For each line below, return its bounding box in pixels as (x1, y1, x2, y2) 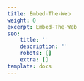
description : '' (20, 43, 68, 50)
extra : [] (20, 56, 49, 63)
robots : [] (20, 50, 52, 57)
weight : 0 (7, 17, 37, 24)
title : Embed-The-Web (7, 10, 71, 18)
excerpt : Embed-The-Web (7, 23, 78, 30)
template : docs (7, 63, 52, 70)
